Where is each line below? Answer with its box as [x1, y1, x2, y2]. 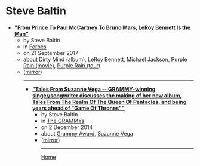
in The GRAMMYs [41, 117, 85, 124]
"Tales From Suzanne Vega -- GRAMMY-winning [32, 85, 156, 93]
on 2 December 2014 [41, 124, 93, 131]
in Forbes [23, 43, 47, 50]
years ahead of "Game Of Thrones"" [32, 104, 125, 112]
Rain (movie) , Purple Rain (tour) [23, 62, 101, 69]
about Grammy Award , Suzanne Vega [41, 130, 134, 137]
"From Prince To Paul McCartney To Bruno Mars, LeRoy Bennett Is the [14, 24, 191, 31]
